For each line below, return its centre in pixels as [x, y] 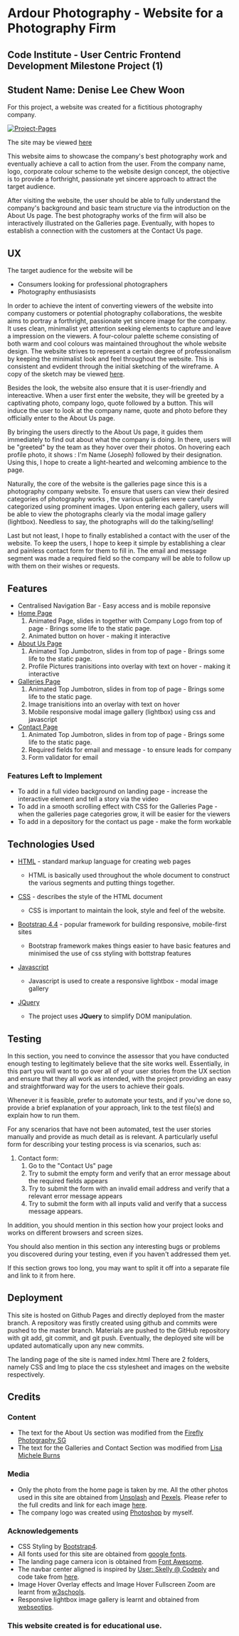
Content [22, 1417]
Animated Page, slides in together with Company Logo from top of [125, 621]
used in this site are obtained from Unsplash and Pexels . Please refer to [122, 1497]
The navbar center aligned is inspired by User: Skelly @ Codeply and [118, 1570]
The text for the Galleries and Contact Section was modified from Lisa [120, 1448]
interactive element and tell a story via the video [88, 799]
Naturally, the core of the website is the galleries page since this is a [107, 484]
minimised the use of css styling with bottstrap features [110, 953]
